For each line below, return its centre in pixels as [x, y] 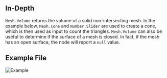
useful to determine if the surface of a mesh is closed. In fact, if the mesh [82, 36]
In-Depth [20, 8]
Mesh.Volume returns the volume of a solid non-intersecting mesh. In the [80, 20]
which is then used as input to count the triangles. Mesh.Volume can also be [84, 31]
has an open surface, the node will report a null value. [63, 42]
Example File [26, 58]
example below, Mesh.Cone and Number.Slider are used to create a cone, [81, 26]
